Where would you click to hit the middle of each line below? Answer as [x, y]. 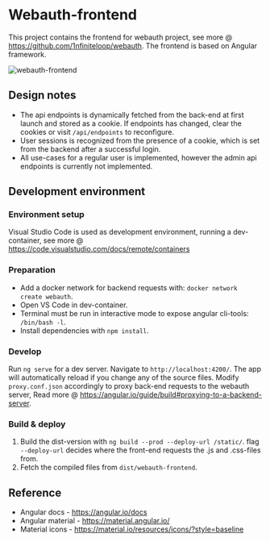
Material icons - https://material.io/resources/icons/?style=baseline [132, 529]
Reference [35, 492]
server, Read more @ [43, 395]
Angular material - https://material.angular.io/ [95, 521]
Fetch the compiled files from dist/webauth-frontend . [108, 467]
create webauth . [47, 296]
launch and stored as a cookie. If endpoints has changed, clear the [131, 123]
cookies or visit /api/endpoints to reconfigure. [97, 131]
